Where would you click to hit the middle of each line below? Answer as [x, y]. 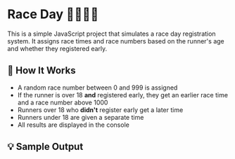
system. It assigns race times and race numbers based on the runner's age [116, 41]
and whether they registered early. [57, 48]
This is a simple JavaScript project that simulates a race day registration [112, 34]
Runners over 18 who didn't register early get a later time [100, 110]
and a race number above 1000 [63, 102]
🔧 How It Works [42, 70]
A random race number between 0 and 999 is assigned [97, 88]
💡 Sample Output [45, 147]
